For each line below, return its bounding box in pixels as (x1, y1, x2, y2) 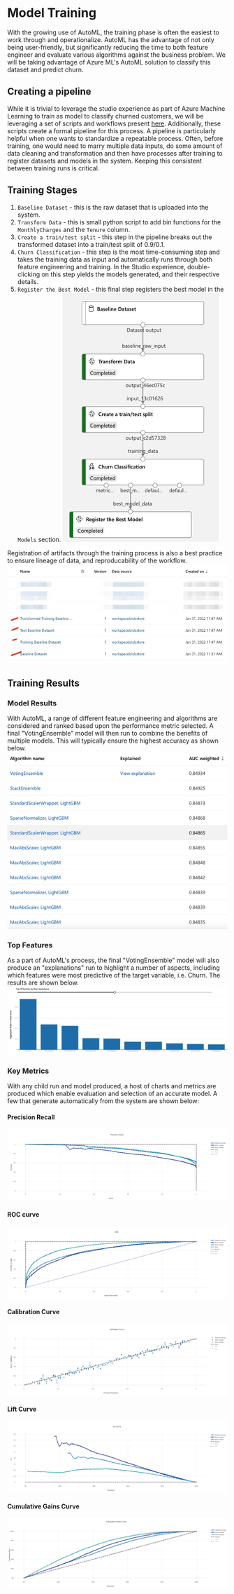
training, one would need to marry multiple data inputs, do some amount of (7, 142, 223, 150)
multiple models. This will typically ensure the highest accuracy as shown (7, 736, 219, 745)
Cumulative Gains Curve (7, 1502, 80, 1511)
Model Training (7, 5, 96, 21)
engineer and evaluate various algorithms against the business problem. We (7, 50, 226, 59)
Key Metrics (7, 1066, 50, 1076)
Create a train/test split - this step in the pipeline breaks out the (17, 233, 212, 241)
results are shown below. (7, 978, 79, 987)
